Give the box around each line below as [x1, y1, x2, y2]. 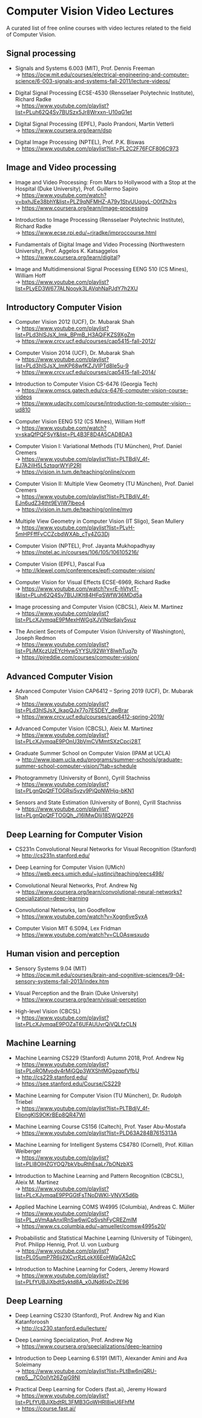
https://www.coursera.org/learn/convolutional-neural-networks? [22, 889, 183, 895]
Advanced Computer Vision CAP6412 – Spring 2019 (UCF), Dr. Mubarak [15, 687, 194, 695]
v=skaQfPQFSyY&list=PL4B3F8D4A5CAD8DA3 [15, 431, 133, 438]
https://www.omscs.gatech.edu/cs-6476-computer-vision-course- [22, 387, 189, 394]
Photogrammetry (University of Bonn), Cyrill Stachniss [15, 775, 151, 782]
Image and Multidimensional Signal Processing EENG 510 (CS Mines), [15, 265, 189, 272]
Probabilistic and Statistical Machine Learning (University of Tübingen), [15, 1234, 193, 1242]
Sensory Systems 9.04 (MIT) [15, 964, 87, 972]
